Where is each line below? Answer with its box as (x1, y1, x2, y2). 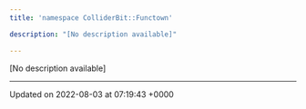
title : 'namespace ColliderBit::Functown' (9, 13, 173, 23)
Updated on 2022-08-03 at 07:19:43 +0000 (9, 88, 175, 100)
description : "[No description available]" (9, 29, 178, 39)
